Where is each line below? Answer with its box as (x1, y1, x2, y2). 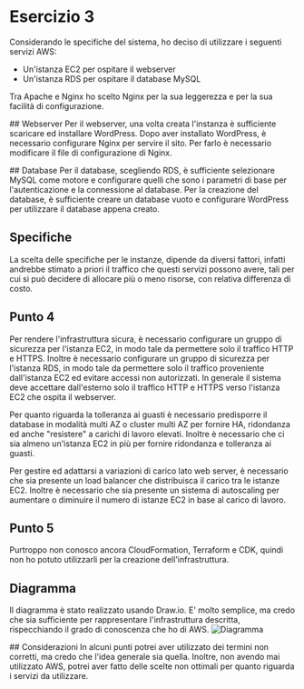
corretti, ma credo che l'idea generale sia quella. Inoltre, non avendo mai (9, 652, 280, 663)
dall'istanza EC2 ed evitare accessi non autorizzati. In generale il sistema (9, 372, 281, 383)
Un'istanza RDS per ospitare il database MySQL (22, 73, 201, 84)
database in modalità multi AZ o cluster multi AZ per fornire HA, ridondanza (9, 418, 290, 429)
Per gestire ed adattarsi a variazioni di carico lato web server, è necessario (9, 465, 289, 476)
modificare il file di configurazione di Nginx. (9, 147, 172, 158)
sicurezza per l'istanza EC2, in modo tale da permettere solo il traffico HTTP (9, 343, 294, 354)
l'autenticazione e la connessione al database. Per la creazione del (9, 184, 259, 195)
